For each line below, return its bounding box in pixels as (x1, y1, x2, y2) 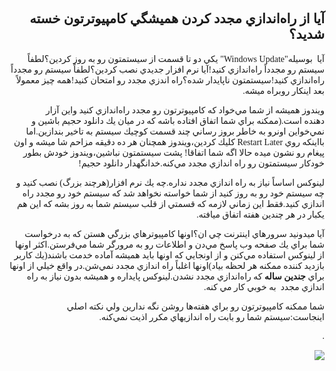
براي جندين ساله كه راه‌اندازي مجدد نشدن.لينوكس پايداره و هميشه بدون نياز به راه (26, 271, 325, 282)
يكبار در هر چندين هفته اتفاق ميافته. (196, 209, 325, 220)
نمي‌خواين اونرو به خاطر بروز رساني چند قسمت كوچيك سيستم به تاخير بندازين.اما (25, 126, 325, 137)
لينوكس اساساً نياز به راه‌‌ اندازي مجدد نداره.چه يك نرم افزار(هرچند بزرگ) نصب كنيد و (15, 177, 325, 188)
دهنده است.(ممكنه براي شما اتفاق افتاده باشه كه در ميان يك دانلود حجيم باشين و (31, 115, 325, 126)
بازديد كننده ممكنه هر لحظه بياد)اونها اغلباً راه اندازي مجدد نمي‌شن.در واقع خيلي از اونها (9, 260, 325, 271)
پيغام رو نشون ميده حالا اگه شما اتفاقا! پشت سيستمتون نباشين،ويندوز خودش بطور (23, 147, 325, 158)
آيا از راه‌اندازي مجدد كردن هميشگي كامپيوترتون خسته (29, 11, 325, 27)
